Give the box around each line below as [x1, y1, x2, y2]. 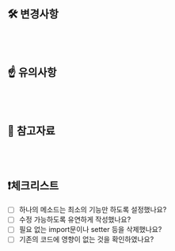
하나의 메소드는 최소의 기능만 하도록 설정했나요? [18, 205, 167, 215]
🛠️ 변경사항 [7, 7, 59, 21]
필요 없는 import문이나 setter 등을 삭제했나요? [18, 225, 162, 234]
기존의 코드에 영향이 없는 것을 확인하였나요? [18, 234, 154, 244]
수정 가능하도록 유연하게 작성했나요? [18, 215, 131, 224]
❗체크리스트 [7, 179, 59, 192]
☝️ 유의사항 [7, 66, 57, 79]
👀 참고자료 [7, 124, 56, 138]
